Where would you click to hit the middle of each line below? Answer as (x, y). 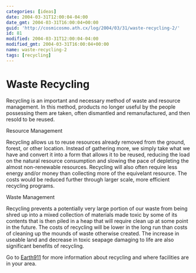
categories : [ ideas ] (31, 11)
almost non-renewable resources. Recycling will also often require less (92, 167)
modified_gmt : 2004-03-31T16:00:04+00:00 (58, 45)
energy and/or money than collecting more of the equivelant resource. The (97, 173)
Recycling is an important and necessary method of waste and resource (93, 100)
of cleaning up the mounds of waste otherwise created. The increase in (93, 233)
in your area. (21, 263)
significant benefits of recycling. (45, 246)
